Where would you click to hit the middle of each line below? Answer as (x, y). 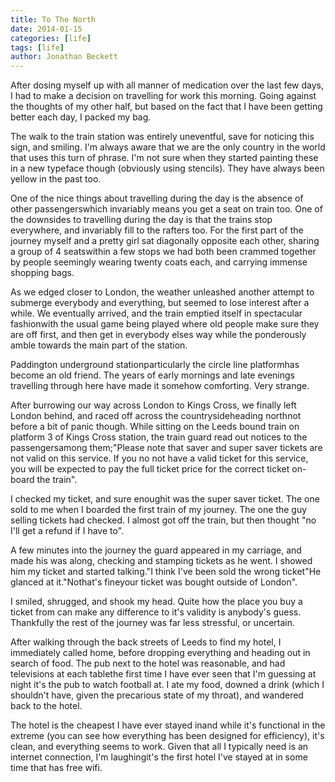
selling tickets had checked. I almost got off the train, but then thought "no (163, 520)
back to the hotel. (46, 706)
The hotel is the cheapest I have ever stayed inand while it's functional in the (168, 725)
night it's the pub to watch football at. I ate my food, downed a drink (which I (167, 685)
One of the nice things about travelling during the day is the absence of (157, 198)
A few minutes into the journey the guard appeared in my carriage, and (156, 550)
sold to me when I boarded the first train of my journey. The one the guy (159, 510)
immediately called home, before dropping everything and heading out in (160, 653)
